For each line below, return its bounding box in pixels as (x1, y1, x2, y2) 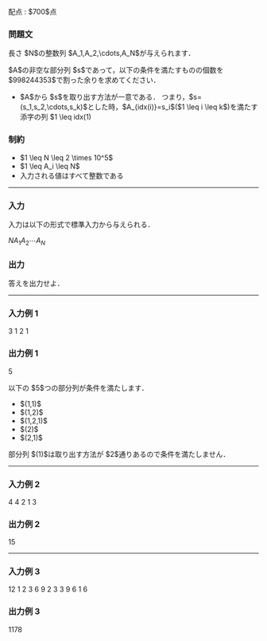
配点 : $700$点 (8, 7, 57, 16)
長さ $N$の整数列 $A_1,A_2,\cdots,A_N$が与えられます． (8, 49, 195, 58)
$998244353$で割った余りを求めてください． (8, 75, 161, 85)
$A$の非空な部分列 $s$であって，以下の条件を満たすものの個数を (8, 65, 224, 75)
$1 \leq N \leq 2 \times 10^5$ (19, 152, 114, 162)
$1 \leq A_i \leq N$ (19, 161, 80, 171)
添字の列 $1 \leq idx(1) (19, 112, 91, 122)
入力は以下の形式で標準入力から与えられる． (8, 219, 155, 229)
